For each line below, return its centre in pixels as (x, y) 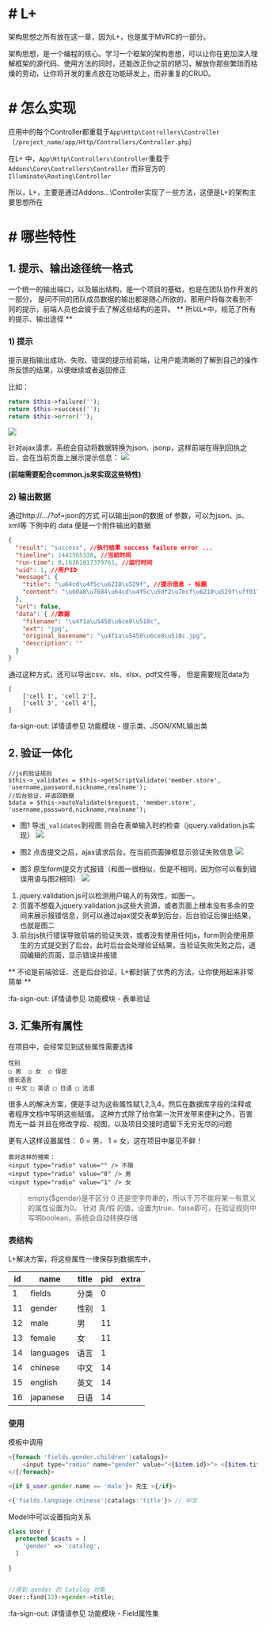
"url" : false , (38, 607)
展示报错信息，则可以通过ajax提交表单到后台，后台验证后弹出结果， (144, 915)
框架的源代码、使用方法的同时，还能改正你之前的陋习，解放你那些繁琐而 (133, 63)
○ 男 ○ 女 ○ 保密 (38, 1071)
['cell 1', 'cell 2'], (60, 696)
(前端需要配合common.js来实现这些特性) (75, 474)
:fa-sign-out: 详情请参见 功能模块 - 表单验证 (79, 998)
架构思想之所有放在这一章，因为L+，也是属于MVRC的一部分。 (109, 36)
